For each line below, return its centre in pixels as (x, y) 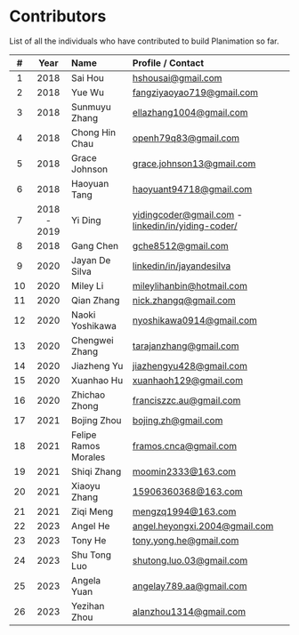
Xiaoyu (85, 486)
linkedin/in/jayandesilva (182, 266)
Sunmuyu (91, 107)
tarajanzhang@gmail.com (186, 346)
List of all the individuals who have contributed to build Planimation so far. (144, 41)
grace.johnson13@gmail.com (194, 164)
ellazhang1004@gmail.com (190, 112)
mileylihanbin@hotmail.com (190, 285)
